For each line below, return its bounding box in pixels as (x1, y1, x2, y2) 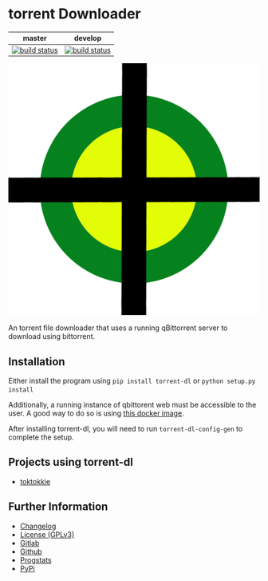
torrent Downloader (8, 5, 141, 23)
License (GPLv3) (19, 529, 75, 539)
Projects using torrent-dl (8, 456, 133, 469)
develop (73, 34, 102, 43)
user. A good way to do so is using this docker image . (8, 408, 185, 418)
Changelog (19, 521, 57, 531)
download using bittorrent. (8, 332, 96, 341)
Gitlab (19, 538, 40, 547)
